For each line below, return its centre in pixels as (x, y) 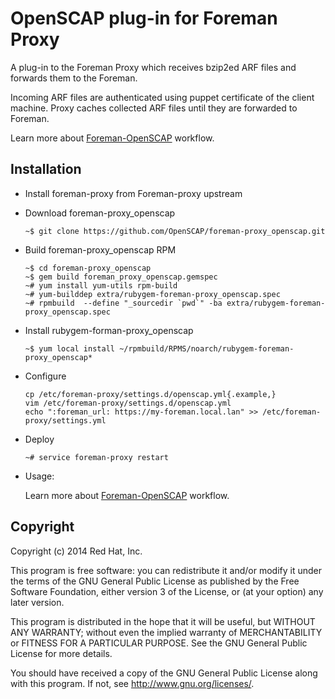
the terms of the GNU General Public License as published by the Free (155, 581)
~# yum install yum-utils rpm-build (101, 285)
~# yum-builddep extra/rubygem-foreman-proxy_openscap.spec (152, 294)
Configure (45, 376)
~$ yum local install (69, 348)
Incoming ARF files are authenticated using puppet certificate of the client (162, 97)
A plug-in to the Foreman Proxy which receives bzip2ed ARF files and (153, 67)
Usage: (39, 476)
